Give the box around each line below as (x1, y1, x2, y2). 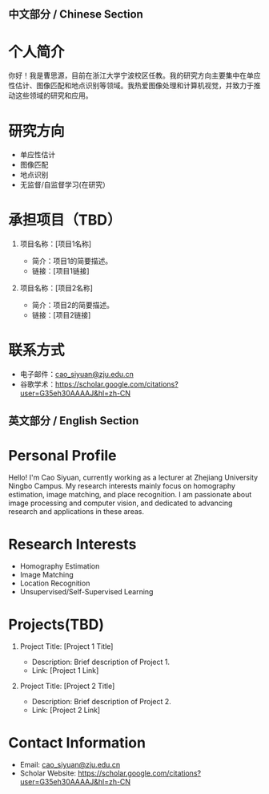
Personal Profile (8, 446, 118, 464)
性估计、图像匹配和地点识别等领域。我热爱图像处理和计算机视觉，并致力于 (8, 81, 254, 91)
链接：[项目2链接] (31, 310, 91, 320)
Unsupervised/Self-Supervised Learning (19, 587, 154, 597)
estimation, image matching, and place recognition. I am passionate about (8, 490, 252, 500)
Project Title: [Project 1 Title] (19, 642, 114, 651)
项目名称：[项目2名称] (19, 283, 94, 293)
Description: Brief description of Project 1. (31, 657, 171, 667)
